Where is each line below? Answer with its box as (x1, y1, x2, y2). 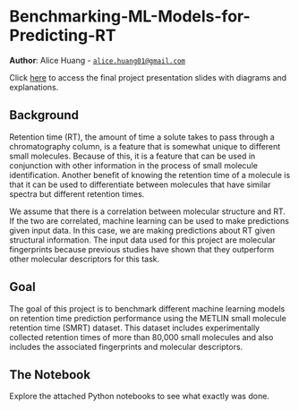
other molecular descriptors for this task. (9, 253, 160, 264)
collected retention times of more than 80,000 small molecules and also (9, 331, 274, 342)
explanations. (9, 81, 59, 92)
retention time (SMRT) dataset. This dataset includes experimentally (9, 322, 261, 333)
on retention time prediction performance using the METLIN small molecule (9, 312, 286, 323)
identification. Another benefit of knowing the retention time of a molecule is (9, 169, 291, 180)
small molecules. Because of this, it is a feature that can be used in (9, 150, 256, 161)
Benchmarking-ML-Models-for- (9, 6, 251, 27)
